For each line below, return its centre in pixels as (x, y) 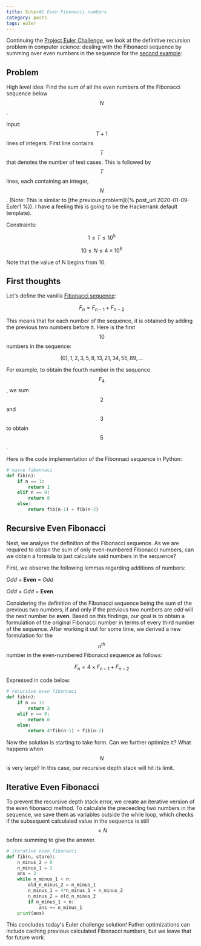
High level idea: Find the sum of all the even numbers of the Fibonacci (93, 87)
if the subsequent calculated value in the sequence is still (78, 821)
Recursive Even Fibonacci (56, 529)
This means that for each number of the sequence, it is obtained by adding (100, 321)
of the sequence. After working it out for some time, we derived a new (94, 628)
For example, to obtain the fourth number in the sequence (78, 370)
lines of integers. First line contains (50, 143)
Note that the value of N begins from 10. (56, 262)
